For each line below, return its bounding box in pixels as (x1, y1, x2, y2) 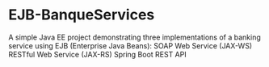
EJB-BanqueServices (8, 6, 155, 24)
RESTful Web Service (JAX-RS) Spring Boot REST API (8, 49, 187, 59)
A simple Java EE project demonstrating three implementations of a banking (8, 32, 261, 42)
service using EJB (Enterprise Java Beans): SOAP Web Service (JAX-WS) (8, 40, 253, 50)
